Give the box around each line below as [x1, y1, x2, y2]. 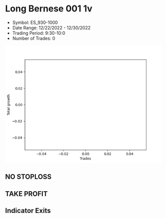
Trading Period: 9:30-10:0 [12, 30, 66, 36]
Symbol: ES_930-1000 [12, 19, 58, 25]
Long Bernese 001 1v [5, 3, 93, 14]
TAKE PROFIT [5, 190, 48, 198]
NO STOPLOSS [5, 173, 52, 181]
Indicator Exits [5, 207, 51, 215]
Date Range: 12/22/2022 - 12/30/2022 [12, 24, 91, 30]
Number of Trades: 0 [12, 35, 56, 41]
